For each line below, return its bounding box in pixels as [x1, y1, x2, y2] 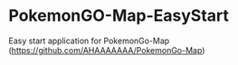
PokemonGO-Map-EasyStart [8, 5, 230, 26]
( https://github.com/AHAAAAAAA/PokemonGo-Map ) [8, 44, 205, 55]
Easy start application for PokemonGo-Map [8, 35, 170, 46]
